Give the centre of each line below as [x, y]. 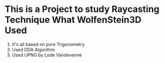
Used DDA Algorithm [33, 49]
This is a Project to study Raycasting [82, 9]
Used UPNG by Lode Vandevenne [47, 55]
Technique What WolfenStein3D [73, 20]
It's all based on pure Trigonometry [48, 44]
